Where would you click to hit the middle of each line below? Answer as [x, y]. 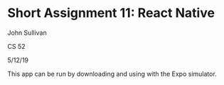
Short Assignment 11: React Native [111, 13]
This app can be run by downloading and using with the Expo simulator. [112, 74]
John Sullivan [27, 33]
